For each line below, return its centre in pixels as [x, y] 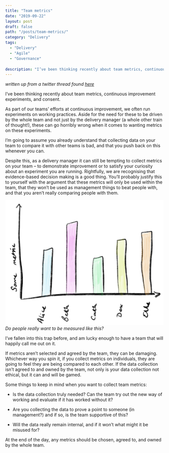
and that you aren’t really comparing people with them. [62, 193]
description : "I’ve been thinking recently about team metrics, [74, 69]
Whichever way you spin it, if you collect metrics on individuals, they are [80, 359]
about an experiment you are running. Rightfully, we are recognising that [80, 172]
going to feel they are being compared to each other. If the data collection [82, 364]
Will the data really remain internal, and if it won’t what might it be [80, 425]
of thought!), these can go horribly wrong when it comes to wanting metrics [84, 125]
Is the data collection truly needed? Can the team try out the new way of [87, 394]
